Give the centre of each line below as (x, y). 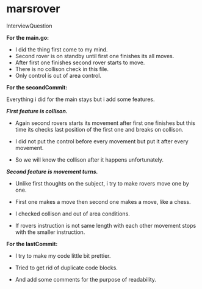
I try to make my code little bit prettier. (63, 255)
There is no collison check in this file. (62, 69)
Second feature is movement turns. (52, 171)
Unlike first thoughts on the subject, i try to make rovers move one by (102, 183)
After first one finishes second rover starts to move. (80, 62)
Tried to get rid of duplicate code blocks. (66, 268)
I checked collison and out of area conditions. (72, 214)
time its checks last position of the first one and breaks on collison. (99, 129)
